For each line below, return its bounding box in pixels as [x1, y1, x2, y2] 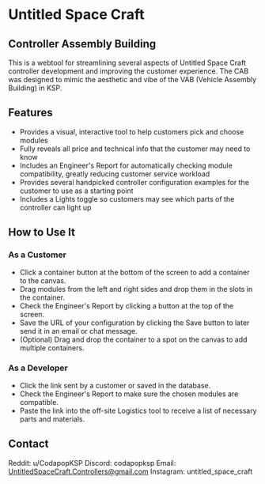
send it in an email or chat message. [19, 326, 138, 335]
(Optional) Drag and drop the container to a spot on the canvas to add [19, 335, 248, 344]
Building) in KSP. [8, 83, 62, 93]
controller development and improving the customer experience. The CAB [8, 66, 249, 76]
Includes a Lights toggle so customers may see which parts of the [19, 194, 235, 203]
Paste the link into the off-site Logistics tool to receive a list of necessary [19, 406, 257, 415]
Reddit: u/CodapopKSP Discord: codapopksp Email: [8, 458, 176, 467]
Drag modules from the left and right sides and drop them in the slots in [19, 284, 253, 293]
